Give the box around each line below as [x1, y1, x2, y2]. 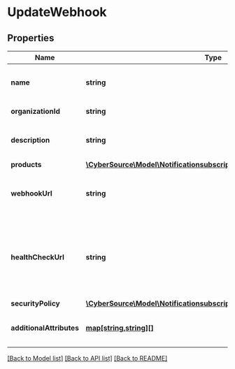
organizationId [10, 106, 61, 116]
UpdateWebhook [7, 4, 107, 20]
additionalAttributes [10, 323, 79, 333]
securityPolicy [10, 298, 61, 308]
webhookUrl [10, 189, 52, 198]
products [10, 160, 42, 169]
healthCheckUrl [10, 252, 65, 262]
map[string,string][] [85, 323, 154, 333]
